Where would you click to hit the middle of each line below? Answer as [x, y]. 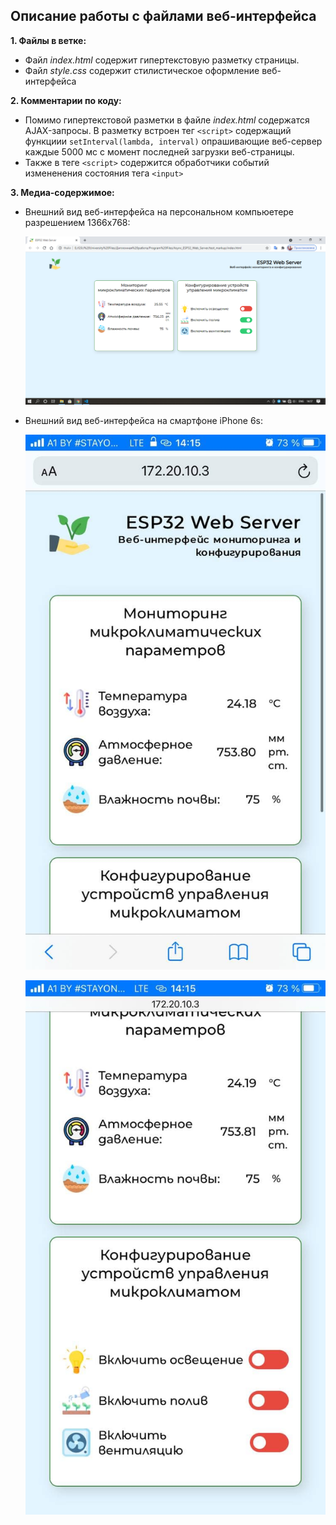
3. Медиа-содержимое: [62, 192]
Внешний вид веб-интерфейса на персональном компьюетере [159, 211]
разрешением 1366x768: [77, 222]
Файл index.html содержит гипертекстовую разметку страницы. [162, 60]
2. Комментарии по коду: [66, 100]
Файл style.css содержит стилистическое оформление [142, 70]
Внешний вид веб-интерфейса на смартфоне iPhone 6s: [144, 421]
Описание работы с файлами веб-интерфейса [163, 16]
